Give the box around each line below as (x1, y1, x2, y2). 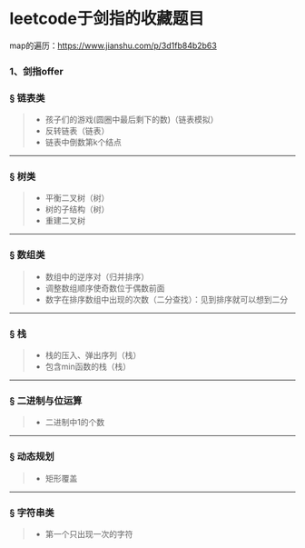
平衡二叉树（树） (44, 193, 110, 204)
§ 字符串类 (9, 506, 54, 519)
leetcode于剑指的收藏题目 (9, 8, 204, 29)
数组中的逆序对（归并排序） (44, 271, 150, 282)
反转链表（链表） (44, 125, 110, 136)
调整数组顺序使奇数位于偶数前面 (44, 283, 165, 294)
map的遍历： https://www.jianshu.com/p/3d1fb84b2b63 (9, 40, 218, 51)
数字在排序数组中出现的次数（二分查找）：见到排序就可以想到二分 (44, 294, 289, 304)
